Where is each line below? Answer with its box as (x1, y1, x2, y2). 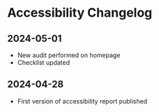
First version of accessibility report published (17, 97, 148, 105)
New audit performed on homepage (17, 51, 121, 59)
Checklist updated (17, 58, 70, 67)
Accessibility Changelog (7, 5, 153, 21)
